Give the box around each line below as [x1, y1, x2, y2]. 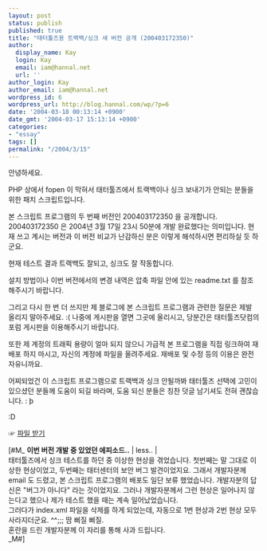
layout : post [8, 11, 52, 20]
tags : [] [8, 137, 37, 146]
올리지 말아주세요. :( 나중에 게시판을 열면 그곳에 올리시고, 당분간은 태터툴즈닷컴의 [8, 313, 260, 322]
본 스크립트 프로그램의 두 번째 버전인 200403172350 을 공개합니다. [8, 212, 218, 222]
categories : [8, 123, 48, 131]
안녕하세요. [8, 168, 43, 178]
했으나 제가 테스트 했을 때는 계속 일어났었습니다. [29, 495, 179, 505]
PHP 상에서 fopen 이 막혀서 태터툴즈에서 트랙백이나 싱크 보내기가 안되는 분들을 [8, 185, 254, 195]
